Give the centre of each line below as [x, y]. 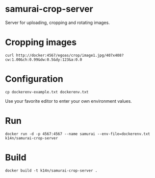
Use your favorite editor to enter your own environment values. [69, 101]
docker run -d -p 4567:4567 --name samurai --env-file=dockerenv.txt [78, 134]
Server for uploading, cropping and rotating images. [58, 22]
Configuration [34, 79]
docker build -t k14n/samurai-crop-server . [51, 170]
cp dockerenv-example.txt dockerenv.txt [47, 92]
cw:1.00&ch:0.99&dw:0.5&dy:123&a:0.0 [44, 60]
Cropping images [41, 42]
